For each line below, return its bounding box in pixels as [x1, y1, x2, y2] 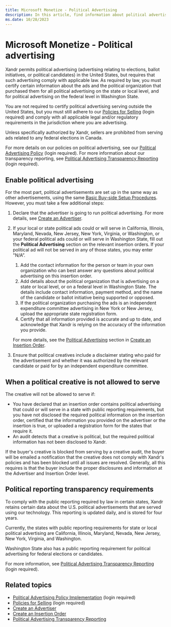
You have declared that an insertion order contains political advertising [12, 401, 161, 407]
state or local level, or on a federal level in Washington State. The [20, 283, 157, 290]
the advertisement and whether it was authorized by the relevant [12, 357, 149, 364]
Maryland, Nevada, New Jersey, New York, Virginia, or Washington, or [12, 231, 160, 237]
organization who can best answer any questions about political [20, 268, 154, 274]
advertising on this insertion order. [20, 273, 93, 279]
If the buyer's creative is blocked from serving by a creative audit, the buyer [5, 448, 164, 454]
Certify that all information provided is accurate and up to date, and [20, 316, 161, 322]
